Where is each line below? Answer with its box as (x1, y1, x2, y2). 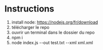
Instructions (4, 3, 54, 14)
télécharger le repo (11, 24, 50, 30)
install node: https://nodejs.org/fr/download (11, 19, 98, 25)
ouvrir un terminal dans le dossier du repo (11, 29, 95, 35)
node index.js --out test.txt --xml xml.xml (11, 39, 93, 45)
